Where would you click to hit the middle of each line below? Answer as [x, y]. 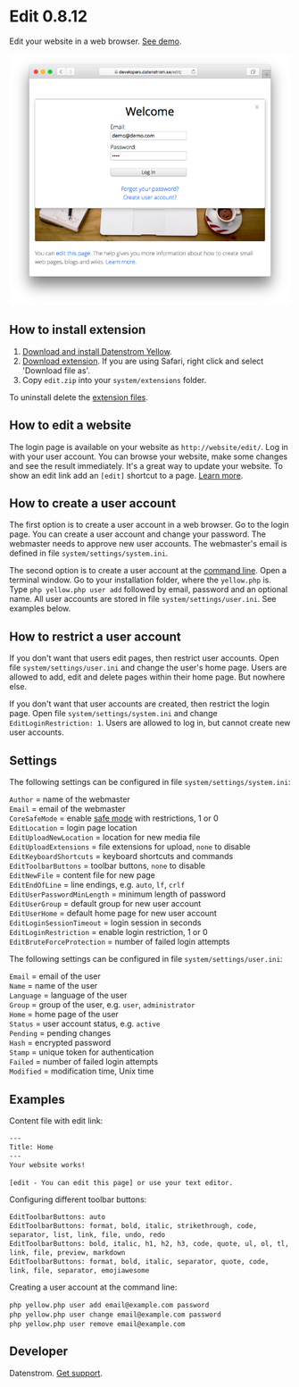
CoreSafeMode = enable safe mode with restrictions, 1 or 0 [114, 818]
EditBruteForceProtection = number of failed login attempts [120, 942]
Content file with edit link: [56, 1120]
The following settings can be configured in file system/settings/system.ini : [150, 782]
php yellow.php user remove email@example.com [97, 1324]
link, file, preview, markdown [67, 1252]
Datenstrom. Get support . [56, 1373]
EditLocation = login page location [73, 828]
